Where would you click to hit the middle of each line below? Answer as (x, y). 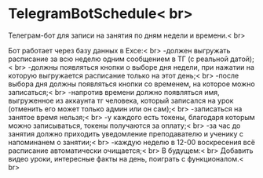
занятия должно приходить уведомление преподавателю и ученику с (126, 133)
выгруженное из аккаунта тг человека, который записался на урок (121, 100)
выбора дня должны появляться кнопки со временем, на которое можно (131, 84)
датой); (243, 59)
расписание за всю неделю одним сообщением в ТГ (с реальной (119, 59)
